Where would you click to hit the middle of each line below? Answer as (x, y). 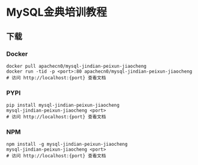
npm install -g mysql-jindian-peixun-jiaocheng (67, 145)
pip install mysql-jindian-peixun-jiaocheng (63, 106)
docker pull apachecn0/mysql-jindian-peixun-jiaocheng (76, 66)
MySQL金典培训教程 (57, 12)
